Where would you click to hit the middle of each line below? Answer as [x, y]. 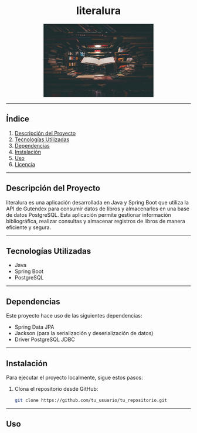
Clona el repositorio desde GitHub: [56, 389]
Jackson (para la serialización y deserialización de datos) [84, 333]
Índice [18, 119]
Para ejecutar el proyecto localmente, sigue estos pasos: [75, 377]
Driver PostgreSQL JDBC [45, 340]
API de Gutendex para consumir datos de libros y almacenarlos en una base [98, 209]
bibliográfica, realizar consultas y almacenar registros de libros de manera [96, 221]
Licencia [25, 164]
